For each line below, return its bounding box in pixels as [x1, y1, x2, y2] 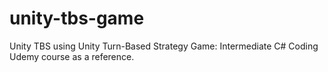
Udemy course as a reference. [9, 50, 135, 62]
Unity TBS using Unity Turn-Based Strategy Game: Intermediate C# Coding [9, 40, 319, 52]
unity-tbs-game [9, 7, 145, 30]
